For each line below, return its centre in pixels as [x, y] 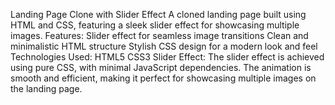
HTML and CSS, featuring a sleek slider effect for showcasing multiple [155, 25]
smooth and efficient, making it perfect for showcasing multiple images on [163, 78]
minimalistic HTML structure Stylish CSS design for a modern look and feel [164, 46]
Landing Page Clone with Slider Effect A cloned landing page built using [158, 14]
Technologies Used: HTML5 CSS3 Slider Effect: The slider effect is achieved [167, 57]
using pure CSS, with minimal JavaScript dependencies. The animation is [161, 67]
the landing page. [46, 88]
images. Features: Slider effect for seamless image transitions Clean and [159, 35]
